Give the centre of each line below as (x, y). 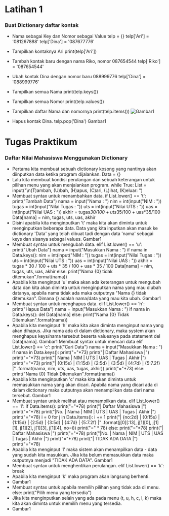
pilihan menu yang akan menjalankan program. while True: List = (79, 185)
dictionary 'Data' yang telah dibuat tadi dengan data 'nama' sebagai (83, 233)
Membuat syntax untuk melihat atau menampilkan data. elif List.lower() (86, 401)
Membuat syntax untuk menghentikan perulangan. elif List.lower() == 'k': (88, 465)
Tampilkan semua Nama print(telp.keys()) (55, 92)
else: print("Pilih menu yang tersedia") (52, 492)
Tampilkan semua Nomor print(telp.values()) (58, 102)
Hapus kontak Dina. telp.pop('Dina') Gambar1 (59, 121)
